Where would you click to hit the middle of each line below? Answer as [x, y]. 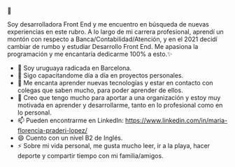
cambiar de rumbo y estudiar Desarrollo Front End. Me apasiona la [103, 46]
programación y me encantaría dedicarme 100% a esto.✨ [90, 54]
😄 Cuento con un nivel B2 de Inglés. [70, 138]
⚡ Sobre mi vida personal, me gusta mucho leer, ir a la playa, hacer [114, 146]
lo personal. [34, 112]
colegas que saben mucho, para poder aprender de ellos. [100, 90]
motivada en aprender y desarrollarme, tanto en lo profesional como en [120, 105]
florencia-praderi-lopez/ [52, 130]
